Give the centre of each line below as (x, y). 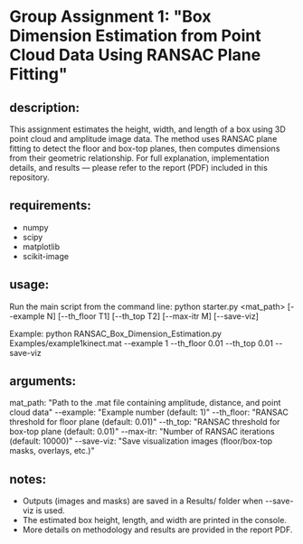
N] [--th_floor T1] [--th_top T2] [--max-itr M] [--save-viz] (153, 316)
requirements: (51, 206)
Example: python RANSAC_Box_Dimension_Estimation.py (115, 333)
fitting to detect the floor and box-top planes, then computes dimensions (145, 148)
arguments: (43, 381)
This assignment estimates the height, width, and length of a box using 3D (148, 129)
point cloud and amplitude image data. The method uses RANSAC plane (143, 139)
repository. (29, 177)
